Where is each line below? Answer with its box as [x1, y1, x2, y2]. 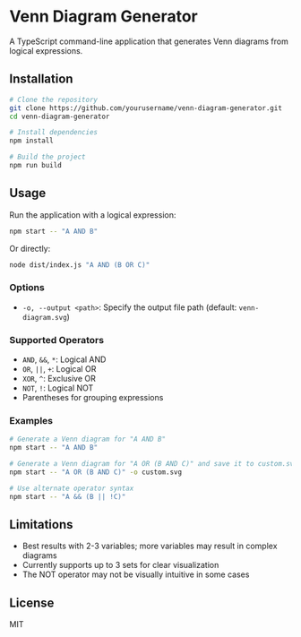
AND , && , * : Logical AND [21, 354, 107, 365]
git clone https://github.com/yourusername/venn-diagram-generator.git [9, 103, 282, 113]
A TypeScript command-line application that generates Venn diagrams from [9, 36, 288, 47]
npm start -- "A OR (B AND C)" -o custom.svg [9, 468, 182, 477]
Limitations [9, 517, 73, 532]
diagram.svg [21, 313, 67, 322]
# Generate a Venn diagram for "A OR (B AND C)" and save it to [9, 460, 254, 469]
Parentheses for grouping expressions [21, 392, 164, 403]
